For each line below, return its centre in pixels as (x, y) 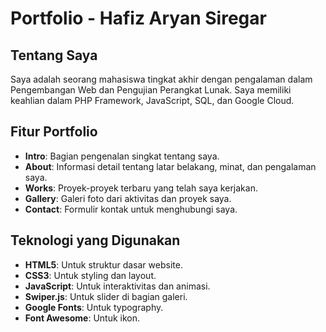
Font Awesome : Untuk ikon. (82, 318)
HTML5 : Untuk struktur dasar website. (103, 264)
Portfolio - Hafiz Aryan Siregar (138, 18)
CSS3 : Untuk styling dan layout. (90, 275)
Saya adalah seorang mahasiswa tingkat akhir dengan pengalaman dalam (161, 79)
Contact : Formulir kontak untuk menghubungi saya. (131, 209)
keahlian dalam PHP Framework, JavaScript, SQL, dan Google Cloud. (152, 100)
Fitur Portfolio (54, 132)
